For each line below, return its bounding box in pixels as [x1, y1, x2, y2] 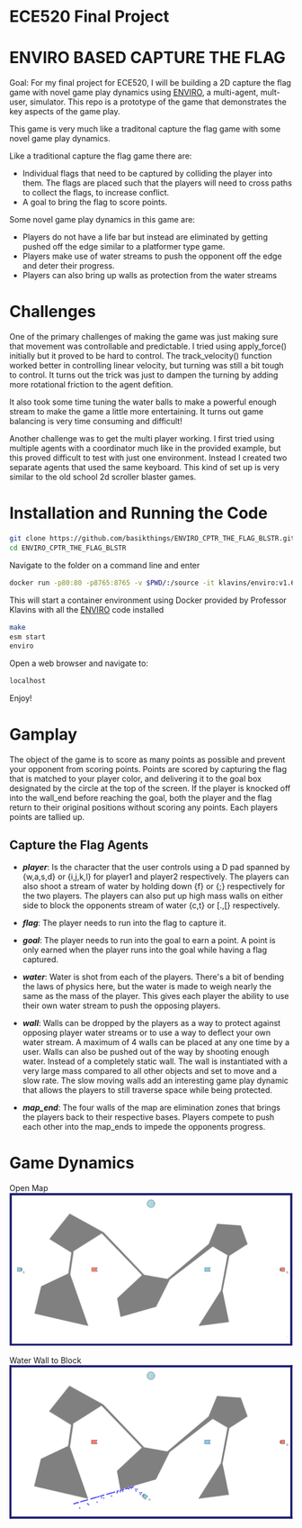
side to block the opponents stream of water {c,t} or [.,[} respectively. [22, 899, 280, 911]
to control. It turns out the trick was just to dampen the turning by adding [9, 369, 279, 380]
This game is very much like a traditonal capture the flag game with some [9, 123, 281, 134]
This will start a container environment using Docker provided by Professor [9, 595, 288, 605]
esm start [9, 632, 47, 641]
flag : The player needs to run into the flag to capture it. [22, 917, 226, 928]
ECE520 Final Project [9, 6, 170, 27]
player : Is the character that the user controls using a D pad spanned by [22, 861, 290, 872]
